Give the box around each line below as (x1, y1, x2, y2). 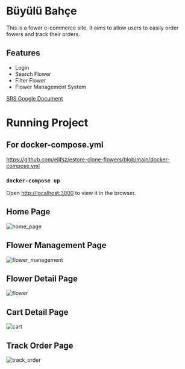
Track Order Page (6, 340, 74, 350)
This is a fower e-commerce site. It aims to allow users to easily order (6, 24, 179, 31)
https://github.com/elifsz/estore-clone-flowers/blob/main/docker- (6, 155, 170, 163)
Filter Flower (14, 76, 46, 84)
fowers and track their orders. (6, 30, 80, 37)
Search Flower (14, 70, 51, 78)
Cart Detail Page (6, 307, 69, 317)
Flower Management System (14, 83, 86, 90)
